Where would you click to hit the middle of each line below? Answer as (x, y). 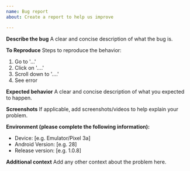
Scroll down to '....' (37, 74)
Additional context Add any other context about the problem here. (86, 162)
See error (26, 80)
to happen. (19, 98)
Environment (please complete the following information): (78, 126)
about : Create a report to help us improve (60, 17)
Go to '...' (25, 61)
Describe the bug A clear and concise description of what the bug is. (89, 39)
